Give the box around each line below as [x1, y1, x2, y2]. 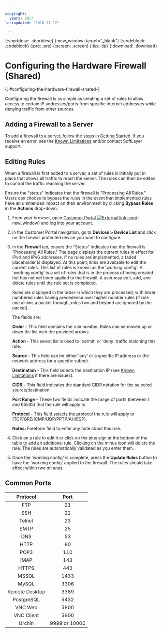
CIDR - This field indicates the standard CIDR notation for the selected [12, 382, 152, 388]
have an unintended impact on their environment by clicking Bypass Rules [5, 200, 153, 206]
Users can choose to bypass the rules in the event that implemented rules [5, 195, 152, 201]
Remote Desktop [7, 588, 45, 595]
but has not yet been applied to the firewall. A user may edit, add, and [12, 275, 151, 280]
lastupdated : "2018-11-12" [5, 20, 59, 25]
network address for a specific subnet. [12, 357, 89, 364]
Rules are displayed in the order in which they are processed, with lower [12, 289, 156, 295]
